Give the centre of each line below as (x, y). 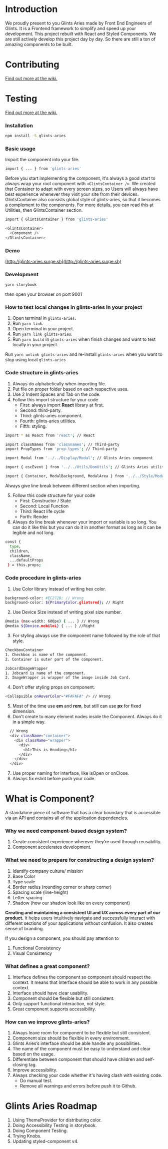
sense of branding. (24, 928)
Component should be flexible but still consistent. (63, 998)
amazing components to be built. (39, 44)
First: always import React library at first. (62, 405)
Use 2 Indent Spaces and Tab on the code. (56, 394)
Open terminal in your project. (43, 329)
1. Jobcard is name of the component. (45, 673)
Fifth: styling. (33, 426)
